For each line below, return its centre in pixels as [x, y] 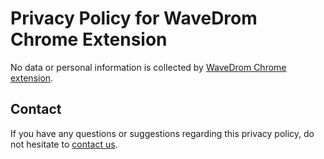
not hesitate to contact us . [64, 144]
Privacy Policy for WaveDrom [134, 18]
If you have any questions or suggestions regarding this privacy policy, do [162, 133]
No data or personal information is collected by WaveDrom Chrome [148, 67]
